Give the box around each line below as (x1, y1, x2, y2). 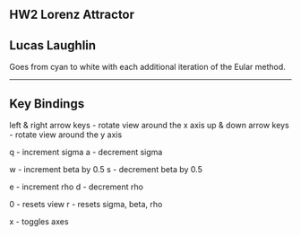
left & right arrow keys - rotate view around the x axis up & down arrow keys (9, 120, 289, 131)
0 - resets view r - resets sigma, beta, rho (9, 199, 163, 210)
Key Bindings (9, 96, 85, 111)
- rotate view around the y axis (9, 129, 123, 140)
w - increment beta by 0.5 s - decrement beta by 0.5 (9, 164, 203, 175)
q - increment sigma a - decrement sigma (9, 147, 163, 158)
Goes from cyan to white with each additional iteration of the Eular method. (9, 62, 287, 73)
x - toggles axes (9, 216, 69, 227)
